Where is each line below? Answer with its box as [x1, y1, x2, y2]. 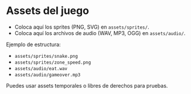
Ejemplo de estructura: [6, 41, 61, 48]
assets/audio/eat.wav [14, 65, 67, 71]
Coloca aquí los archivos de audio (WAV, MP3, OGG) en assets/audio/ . [14, 29, 186, 36]
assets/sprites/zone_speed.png [14, 60, 91, 65]
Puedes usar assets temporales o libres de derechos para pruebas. [6, 82, 168, 89]
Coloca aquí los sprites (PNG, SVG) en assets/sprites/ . [14, 23, 149, 30]
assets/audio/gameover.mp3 [14, 72, 81, 78]
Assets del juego [6, 4, 90, 18]
